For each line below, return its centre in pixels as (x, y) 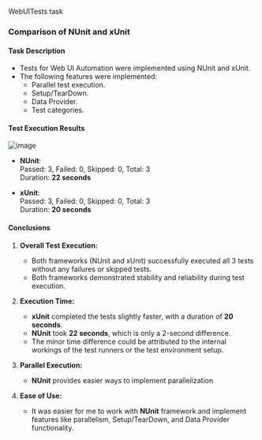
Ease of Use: (41, 395)
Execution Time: (47, 301)
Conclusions (30, 227)
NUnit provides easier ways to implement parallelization (122, 380)
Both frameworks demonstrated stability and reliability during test (138, 277)
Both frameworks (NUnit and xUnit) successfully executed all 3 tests (142, 260)
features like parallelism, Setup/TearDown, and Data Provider (131, 419)
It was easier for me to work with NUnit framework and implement (139, 411)
